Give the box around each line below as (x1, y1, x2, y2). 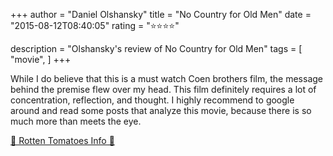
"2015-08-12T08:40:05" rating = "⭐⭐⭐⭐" (10, 20, 180, 31)
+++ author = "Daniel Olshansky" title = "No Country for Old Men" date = (10, 9, 312, 20)
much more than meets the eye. (10, 115, 142, 127)
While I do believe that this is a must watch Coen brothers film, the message (10, 73, 323, 84)
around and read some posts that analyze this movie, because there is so (10, 105, 312, 116)
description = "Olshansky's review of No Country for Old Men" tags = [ (10, 43, 303, 54)
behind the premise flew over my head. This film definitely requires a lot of (10, 84, 317, 95)
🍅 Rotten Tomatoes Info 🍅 (10, 135, 115, 146)
